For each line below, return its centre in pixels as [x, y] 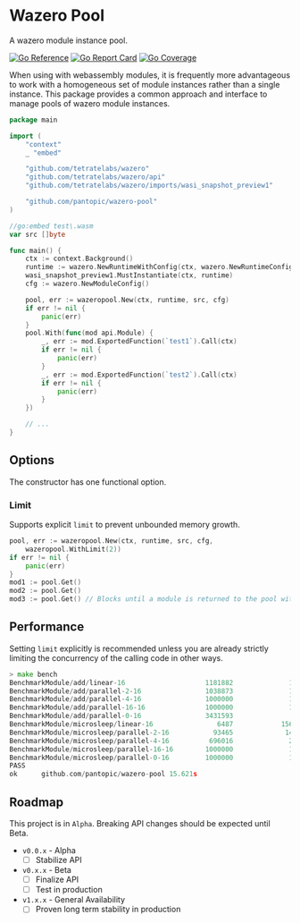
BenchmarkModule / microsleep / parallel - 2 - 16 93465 [121, 732]
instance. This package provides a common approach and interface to [138, 94]
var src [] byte [37, 234]
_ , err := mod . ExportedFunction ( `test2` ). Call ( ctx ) [140, 375]
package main [33, 120]
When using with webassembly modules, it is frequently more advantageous [150, 75]
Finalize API [57, 880]
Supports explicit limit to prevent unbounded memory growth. [125, 525]
